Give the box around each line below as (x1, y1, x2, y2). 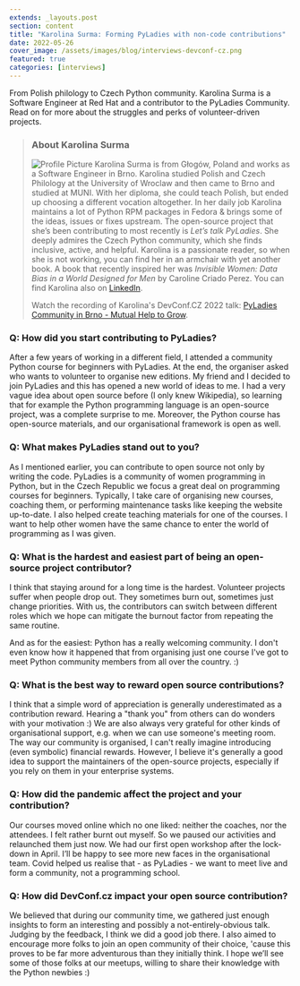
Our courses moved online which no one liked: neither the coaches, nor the (9, 819, 287, 830)
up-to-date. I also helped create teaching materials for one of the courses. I (9, 509, 288, 519)
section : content (9, 21, 74, 30)
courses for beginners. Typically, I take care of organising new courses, (9, 490, 274, 501)
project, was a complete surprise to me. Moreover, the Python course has (9, 409, 280, 420)
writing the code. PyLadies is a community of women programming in (9, 471, 266, 482)
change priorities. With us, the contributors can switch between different (9, 601, 278, 612)
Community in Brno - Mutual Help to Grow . (30, 310, 189, 321)
